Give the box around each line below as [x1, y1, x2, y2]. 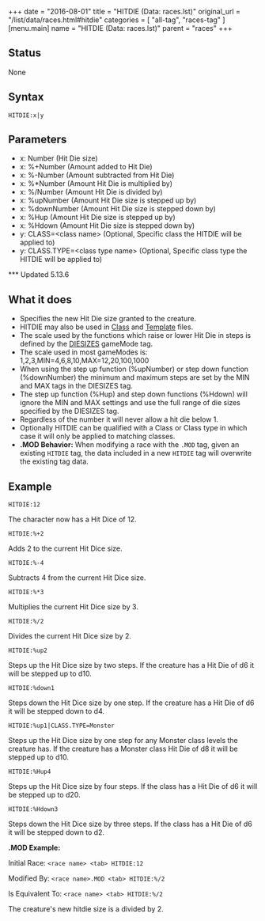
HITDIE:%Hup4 [8, 767, 51, 776]
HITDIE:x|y [8, 111, 44, 119]
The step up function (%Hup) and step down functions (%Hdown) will [19, 389, 248, 399]
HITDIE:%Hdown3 [8, 805, 59, 813]
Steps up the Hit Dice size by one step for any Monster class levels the [8, 736, 239, 745]
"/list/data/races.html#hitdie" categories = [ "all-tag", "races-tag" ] [8, 15, 225, 25]
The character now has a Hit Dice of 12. [8, 514, 137, 525]
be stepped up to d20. [8, 790, 81, 800]
